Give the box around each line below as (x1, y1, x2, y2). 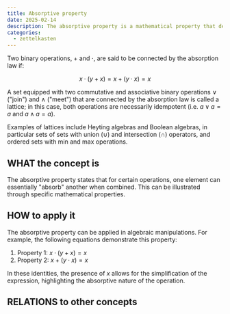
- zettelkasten (13, 36, 57, 42)
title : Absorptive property (7, 10, 88, 17)
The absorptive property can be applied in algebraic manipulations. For (7, 228, 207, 236)
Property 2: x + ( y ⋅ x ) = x (16, 256, 88, 264)
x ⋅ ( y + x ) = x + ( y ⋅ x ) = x (79, 75, 151, 83)
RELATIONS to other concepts (7, 296, 138, 308)
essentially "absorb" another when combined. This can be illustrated (7, 183, 201, 191)
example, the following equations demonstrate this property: (7, 235, 178, 244)
